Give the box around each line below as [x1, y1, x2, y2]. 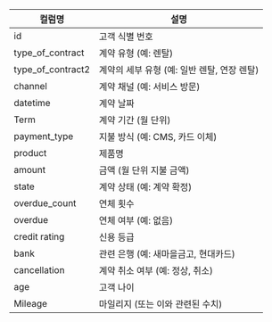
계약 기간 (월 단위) [98, 114, 171, 126]
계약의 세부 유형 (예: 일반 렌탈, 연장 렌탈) [98, 64, 260, 76]
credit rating [13, 231, 65, 243]
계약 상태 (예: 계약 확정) [98, 181, 193, 193]
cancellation [13, 264, 65, 276]
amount [13, 164, 46, 176]
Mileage [13, 298, 47, 310]
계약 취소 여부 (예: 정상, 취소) [98, 265, 214, 277]
